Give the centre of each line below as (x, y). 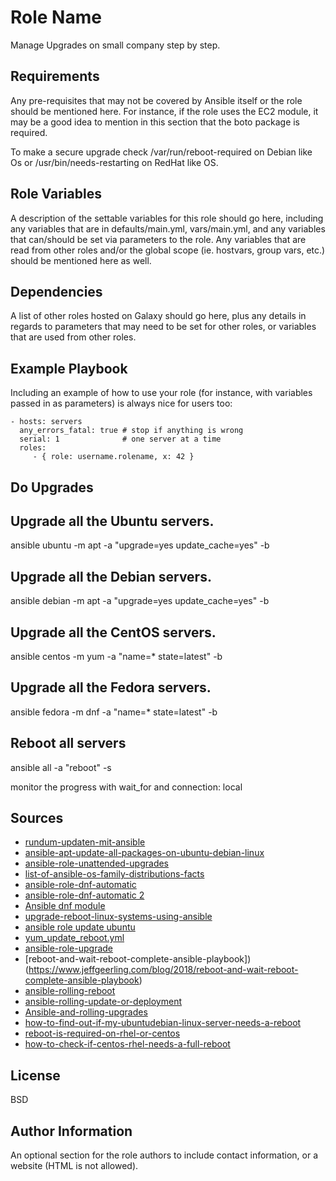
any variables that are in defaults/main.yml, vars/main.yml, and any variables (168, 228)
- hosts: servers (46, 422)
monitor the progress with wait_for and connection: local (126, 787)
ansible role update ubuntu (80, 927)
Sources (37, 818)
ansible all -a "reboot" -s (61, 767)
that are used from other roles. (73, 337)
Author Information (71, 1131)
